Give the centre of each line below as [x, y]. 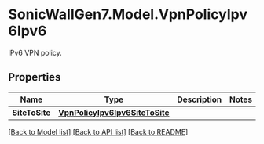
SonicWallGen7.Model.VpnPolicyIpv [128, 14]
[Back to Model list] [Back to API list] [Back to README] [98, 131]
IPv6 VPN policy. [35, 52]
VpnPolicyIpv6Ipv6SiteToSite [114, 113]
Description [200, 99]
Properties [35, 77]
